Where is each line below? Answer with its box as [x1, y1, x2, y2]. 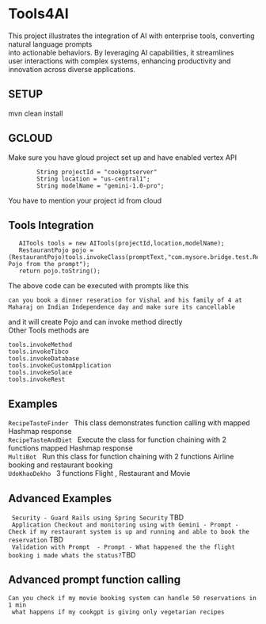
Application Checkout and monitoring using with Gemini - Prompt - [11, 521, 239, 529]
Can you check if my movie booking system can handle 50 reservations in [8, 594, 257, 602]
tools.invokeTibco [8, 348, 69, 356]
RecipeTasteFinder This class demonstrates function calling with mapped [8, 418, 251, 428]
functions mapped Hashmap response [8, 443, 133, 453]
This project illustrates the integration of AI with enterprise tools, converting [8, 31, 255, 40]
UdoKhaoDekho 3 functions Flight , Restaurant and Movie [8, 469, 191, 478]
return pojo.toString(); [18, 267, 101, 276]
